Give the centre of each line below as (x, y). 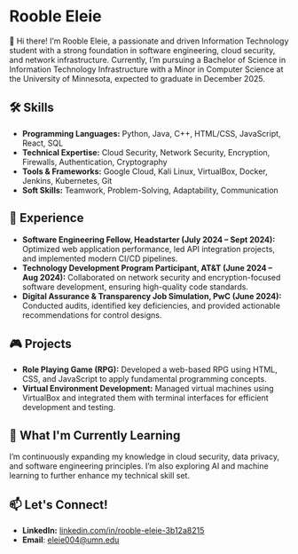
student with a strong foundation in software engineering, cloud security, (142, 50)
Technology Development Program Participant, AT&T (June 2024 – (147, 267)
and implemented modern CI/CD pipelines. (100, 258)
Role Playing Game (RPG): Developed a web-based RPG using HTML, (149, 369)
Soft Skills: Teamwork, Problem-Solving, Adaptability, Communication (150, 190)
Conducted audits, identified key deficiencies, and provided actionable (151, 305)
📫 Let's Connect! (59, 505)
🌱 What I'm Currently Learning (95, 435)
